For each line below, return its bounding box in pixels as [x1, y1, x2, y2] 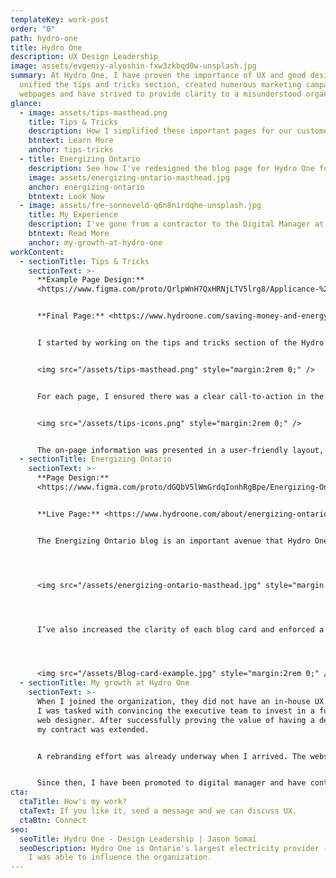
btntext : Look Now [28, 191, 105, 201]
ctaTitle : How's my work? [19, 797, 128, 807]
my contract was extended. [36, 724, 150, 735]
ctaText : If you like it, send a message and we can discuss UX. [19, 806, 298, 816]
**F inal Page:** [36, 311, 105, 321]
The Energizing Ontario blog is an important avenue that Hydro [36, 536, 311, 546]
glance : [10, 98, 43, 108]
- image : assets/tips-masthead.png [19, 107, 168, 118]
